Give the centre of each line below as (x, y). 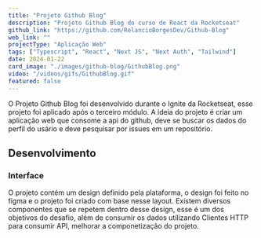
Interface (26, 175)
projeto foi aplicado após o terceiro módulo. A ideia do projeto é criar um (125, 112)
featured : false (34, 81)
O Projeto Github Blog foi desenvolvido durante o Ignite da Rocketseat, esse (130, 104)
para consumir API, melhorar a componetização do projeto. (104, 226)
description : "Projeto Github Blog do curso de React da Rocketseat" (124, 23)
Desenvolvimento (52, 153)
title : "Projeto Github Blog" (58, 15)
